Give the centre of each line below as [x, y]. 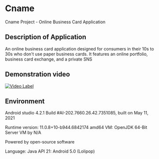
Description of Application [46, 37]
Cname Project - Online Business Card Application [55, 22]
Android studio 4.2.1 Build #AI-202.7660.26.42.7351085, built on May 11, [77, 113]
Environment [25, 101]
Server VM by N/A [23, 133]
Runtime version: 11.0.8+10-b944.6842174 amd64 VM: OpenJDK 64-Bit [76, 127]
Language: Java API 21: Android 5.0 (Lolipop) [50, 151]
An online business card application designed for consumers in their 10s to [79, 48]
